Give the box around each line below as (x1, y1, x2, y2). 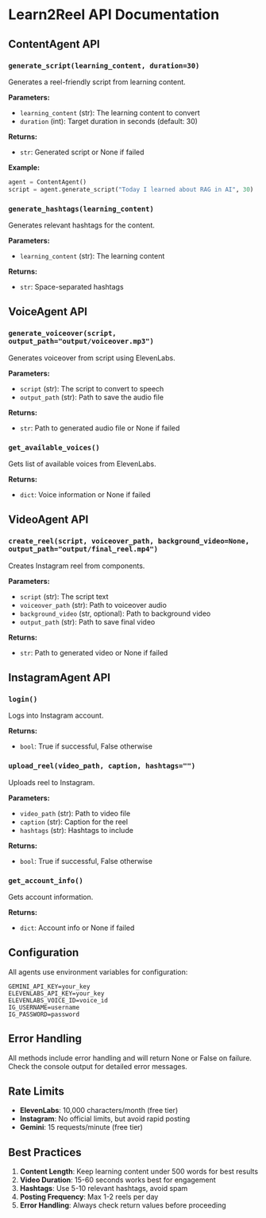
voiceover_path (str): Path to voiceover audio (19, 600, 167, 609)
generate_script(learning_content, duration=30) (8, 61, 200, 70)
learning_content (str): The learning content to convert (19, 107, 200, 117)
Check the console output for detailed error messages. (8, 1061, 188, 1071)
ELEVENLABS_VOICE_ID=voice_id (8, 996, 109, 1004)
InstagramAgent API (8, 671, 111, 684)
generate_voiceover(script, (8, 329, 117, 338)
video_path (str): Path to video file (19, 808, 131, 818)
